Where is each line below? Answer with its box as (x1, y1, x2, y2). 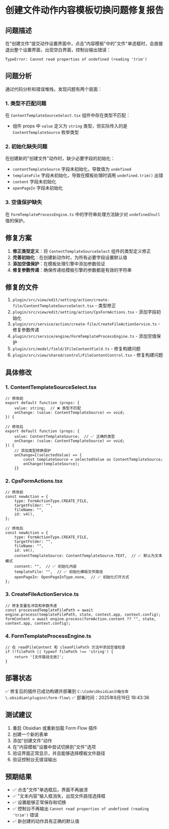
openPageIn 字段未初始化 (12, 185, 63, 191)
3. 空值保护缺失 (5, 199, 43, 206)
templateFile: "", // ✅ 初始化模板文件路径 (14, 569, 103, 574)
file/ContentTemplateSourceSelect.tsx (12, 304, 94, 309)
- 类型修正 (95, 303, 116, 309)
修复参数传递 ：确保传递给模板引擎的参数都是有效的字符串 (12, 267, 132, 273)
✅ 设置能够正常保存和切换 (12, 799, 66, 805)
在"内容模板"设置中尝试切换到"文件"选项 (12, 743, 96, 750)
